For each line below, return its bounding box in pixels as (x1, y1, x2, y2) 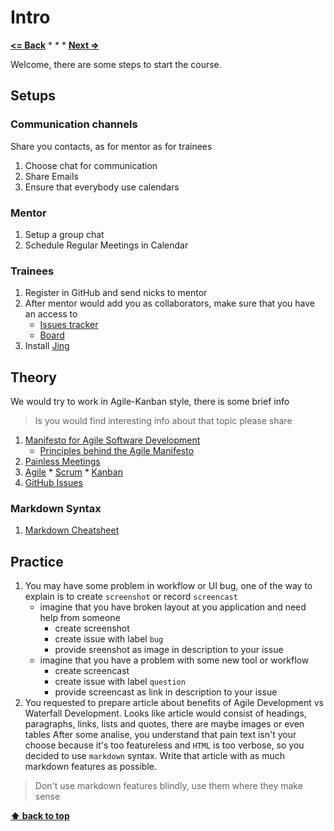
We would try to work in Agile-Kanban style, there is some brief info (10, 396, 290, 408)
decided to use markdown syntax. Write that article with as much (24, 750, 285, 762)
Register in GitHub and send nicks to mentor (24, 287, 208, 299)
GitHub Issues (24, 477, 83, 489)
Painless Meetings (24, 456, 101, 468)
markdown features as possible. (24, 761, 157, 773)
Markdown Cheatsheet (24, 524, 120, 536)
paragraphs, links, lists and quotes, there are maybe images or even (24, 718, 305, 730)
